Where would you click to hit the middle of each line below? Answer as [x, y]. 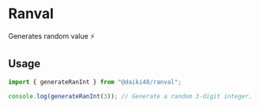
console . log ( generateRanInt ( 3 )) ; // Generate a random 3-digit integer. [130, 96]
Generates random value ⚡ [52, 35]
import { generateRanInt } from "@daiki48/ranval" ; [95, 82]
